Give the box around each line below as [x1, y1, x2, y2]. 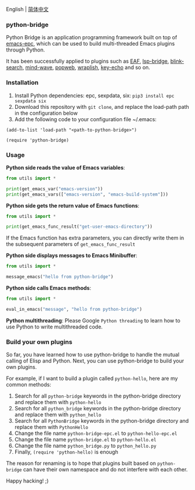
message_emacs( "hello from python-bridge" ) [6, 274, 114, 280]
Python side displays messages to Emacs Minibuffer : [6, 252, 138, 259]
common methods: [6, 381, 51, 388]
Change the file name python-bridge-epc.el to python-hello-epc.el [14, 430, 177, 437]
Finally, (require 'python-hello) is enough [14, 448, 119, 455]
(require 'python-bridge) [6, 137, 69, 143]
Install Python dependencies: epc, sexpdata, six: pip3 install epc [14, 92, 175, 99]
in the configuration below [14, 109, 78, 116]
